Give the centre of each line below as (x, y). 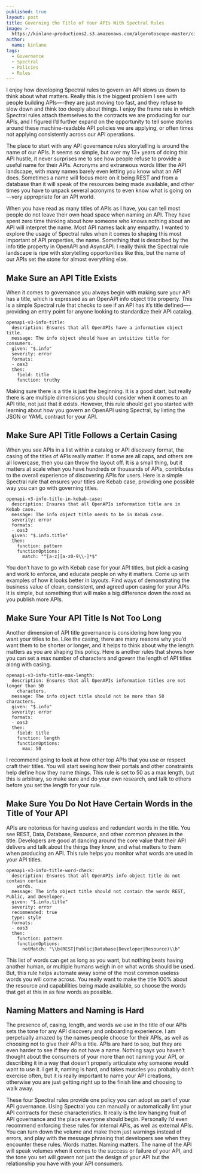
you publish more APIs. (35, 599)
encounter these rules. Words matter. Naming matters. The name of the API (99, 1145)
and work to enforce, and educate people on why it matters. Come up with (98, 574)
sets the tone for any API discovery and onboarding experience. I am (91, 1031)
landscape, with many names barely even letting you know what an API (94, 172)
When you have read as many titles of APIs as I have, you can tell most (93, 208)
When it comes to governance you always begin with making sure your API (98, 293)
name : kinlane (29, 45)
